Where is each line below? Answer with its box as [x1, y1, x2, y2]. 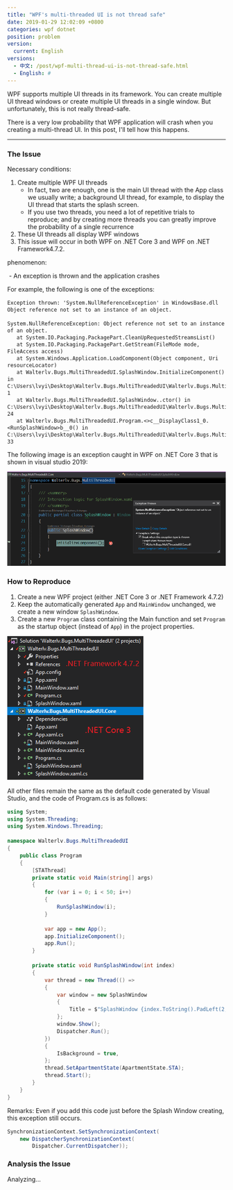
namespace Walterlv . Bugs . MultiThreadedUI [7, 837, 129, 845]
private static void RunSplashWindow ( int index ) [32, 962, 175, 969]
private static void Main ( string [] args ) [32, 874, 154, 881]
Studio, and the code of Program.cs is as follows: [7, 794, 148, 802]
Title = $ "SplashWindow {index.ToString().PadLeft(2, [69, 1006, 228, 1013]
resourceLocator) [7, 362, 58, 369]
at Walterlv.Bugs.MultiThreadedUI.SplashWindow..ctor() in [16, 396, 191, 403]
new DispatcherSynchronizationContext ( [19, 1135, 135, 1142]
